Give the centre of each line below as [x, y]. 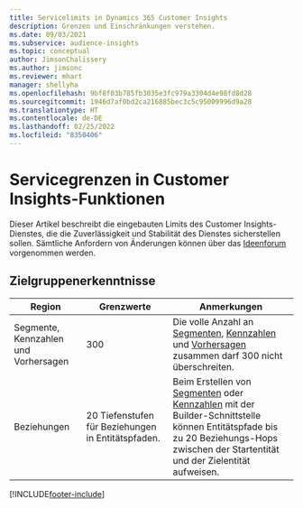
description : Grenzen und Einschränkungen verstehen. [113, 26]
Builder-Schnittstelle [217, 415]
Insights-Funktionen [87, 199]
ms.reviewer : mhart [46, 77]
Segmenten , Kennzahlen [225, 333]
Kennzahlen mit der [214, 404]
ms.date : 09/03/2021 [48, 34]
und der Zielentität [211, 460]
